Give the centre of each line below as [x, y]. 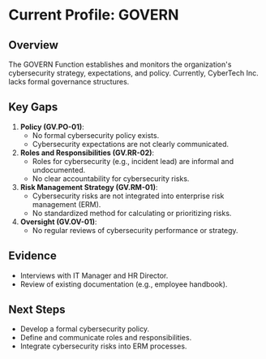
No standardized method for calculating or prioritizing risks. [132, 213]
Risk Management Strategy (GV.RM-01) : [89, 187]
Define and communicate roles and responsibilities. [106, 338]
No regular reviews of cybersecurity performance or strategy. [135, 230]
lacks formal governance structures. [69, 82]
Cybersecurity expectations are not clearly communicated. [131, 144]
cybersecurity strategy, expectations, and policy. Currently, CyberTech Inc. [134, 73]
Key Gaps [33, 107]
